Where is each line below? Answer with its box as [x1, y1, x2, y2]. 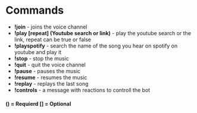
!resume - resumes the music [14, 74, 87, 81]
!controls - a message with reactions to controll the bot [14, 86, 151, 93]
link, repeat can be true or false [14, 36, 92, 43]
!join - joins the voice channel [14, 23, 87, 30]
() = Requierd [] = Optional [5, 100, 71, 107]
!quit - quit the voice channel [14, 61, 86, 68]
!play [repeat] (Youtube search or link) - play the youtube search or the [14, 29, 192, 36]
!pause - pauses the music [14, 67, 81, 74]
